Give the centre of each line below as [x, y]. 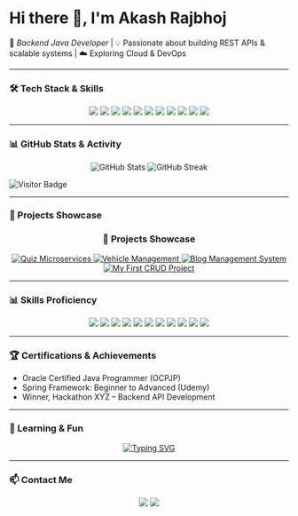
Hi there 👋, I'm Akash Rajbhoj [118, 18]
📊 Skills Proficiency [53, 299]
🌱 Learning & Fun [47, 428]
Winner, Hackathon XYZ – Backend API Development [118, 397]
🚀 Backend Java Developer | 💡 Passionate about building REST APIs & [137, 43]
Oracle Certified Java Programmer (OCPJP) [102, 378]
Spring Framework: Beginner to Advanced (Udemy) [116, 388]
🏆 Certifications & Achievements [83, 355]
